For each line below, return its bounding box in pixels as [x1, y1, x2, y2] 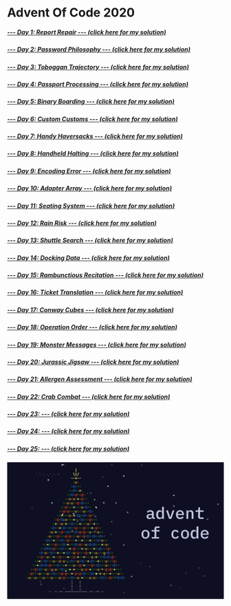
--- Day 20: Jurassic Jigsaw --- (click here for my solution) [7, 358, 179, 366]
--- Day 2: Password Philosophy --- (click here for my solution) [7, 45, 191, 54]
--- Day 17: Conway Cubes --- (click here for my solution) [7, 305, 174, 314]
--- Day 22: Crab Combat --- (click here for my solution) [7, 392, 170, 400]
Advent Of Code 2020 [7, 5, 135, 21]
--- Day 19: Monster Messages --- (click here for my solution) [7, 340, 187, 349]
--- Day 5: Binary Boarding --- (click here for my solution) [7, 98, 175, 106]
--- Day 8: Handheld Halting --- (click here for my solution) [7, 149, 179, 158]
